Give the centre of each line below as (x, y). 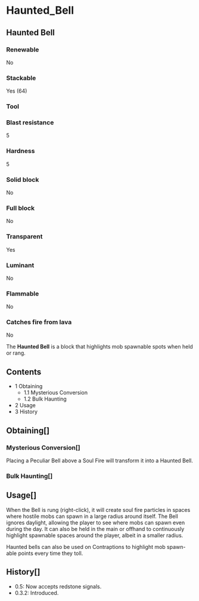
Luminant (20, 265)
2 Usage (25, 405)
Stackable (21, 78)
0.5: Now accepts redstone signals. (58, 586)
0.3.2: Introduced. (37, 593)
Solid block (23, 179)
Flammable (23, 294)
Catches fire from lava (39, 322)
